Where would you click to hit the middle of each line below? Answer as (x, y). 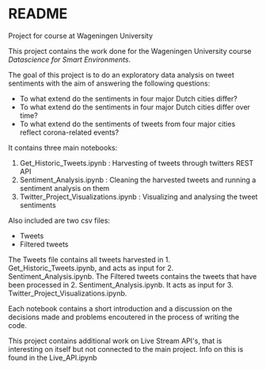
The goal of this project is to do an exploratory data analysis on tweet (122, 74)
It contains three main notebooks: (63, 147)
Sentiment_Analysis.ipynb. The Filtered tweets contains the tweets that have (133, 276)
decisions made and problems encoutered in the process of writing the (124, 317)
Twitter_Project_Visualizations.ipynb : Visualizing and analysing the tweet (139, 196)
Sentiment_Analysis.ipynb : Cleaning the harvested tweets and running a (138, 180)
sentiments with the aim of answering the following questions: (109, 83)
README (38, 14)
